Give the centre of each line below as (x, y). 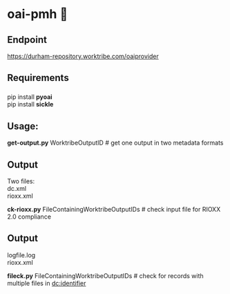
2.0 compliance (29, 217)
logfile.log (21, 255)
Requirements (38, 78)
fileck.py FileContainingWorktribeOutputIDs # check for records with (105, 275)
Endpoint (27, 40)
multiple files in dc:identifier (47, 283)
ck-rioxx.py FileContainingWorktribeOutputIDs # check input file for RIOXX (114, 209)
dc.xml (17, 188)
